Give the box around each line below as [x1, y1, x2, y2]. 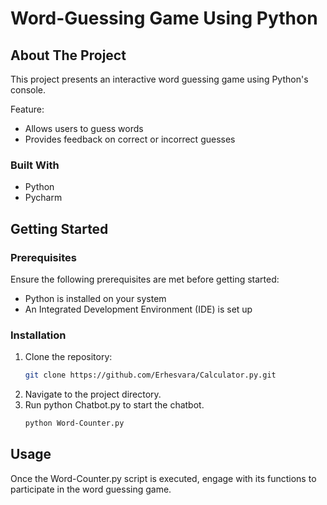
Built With [10, 158, 60, 172]
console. [10, 84, 47, 96]
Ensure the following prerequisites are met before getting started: [10, 273, 280, 285]
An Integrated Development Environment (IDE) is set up [24, 303, 253, 315]
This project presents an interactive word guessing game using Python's [10, 73, 309, 85]
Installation [10, 328, 67, 342]
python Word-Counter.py [24, 418, 125, 429]
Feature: [10, 103, 45, 115]
